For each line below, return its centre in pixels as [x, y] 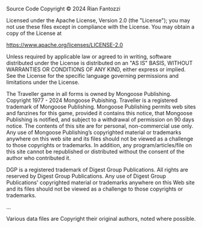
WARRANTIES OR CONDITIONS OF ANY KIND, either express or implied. [96, 69]
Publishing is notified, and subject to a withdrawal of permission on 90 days [100, 119]
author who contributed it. [39, 158]
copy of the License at [34, 33]
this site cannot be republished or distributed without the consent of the [96, 151]
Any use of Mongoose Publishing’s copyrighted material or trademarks [94, 132]
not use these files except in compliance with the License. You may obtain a [100, 27]
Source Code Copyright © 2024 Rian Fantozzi [63, 9]
